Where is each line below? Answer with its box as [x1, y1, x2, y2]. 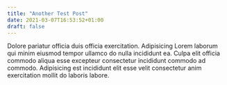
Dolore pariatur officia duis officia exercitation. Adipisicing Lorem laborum [7, 42, 219, 50]
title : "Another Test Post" [7, 10, 89, 17]
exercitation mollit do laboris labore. [7, 71, 110, 79]
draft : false [7, 23, 45, 30]
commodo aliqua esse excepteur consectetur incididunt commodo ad [7, 57, 206, 65]
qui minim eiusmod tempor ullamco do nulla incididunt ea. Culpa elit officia [7, 49, 221, 57]
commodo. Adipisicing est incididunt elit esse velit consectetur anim [7, 64, 202, 73]
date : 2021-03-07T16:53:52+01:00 [7, 17, 104, 23]
